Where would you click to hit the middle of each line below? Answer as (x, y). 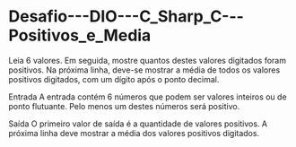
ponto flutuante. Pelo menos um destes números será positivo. (124, 106)
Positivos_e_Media (80, 35)
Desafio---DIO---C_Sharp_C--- (126, 17)
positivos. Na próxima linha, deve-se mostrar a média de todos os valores (144, 70)
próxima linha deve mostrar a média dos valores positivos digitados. (134, 133)
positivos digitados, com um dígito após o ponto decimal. (114, 79)
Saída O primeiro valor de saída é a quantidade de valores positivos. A (138, 124)
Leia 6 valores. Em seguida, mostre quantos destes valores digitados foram (147, 60)
